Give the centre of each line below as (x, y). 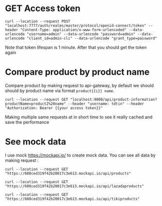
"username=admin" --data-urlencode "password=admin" (81, 34)
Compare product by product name (77, 72)
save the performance (27, 122)
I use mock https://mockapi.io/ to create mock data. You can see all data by (81, 155)
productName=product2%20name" (36, 104)
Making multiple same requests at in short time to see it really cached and (79, 117)
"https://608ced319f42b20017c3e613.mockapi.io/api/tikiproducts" (72, 199)
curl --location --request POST (38, 21)
